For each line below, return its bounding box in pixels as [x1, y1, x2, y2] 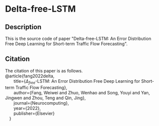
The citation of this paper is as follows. [5, 68, 83, 73]
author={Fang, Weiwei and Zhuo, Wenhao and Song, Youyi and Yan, [14, 90, 150, 95]
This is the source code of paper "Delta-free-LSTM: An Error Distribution [5, 36, 151, 41]
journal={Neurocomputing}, [14, 100, 69, 106]
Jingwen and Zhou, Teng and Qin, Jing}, [5, 95, 86, 101]
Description [5, 23, 41, 31]
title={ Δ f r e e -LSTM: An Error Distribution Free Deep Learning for [14, 78, 140, 85]
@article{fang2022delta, [5, 73, 55, 79]
